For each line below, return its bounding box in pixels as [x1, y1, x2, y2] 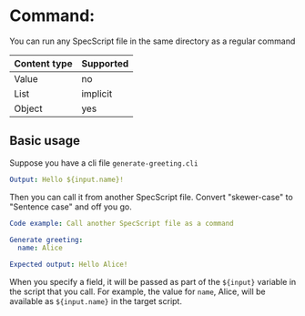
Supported [81, 56, 129, 69]
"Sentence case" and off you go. [9, 201, 132, 212]
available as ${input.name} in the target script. [9, 296, 182, 307]
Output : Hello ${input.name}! [9, 175, 125, 184]
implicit [81, 87, 113, 100]
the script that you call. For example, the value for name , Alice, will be [9, 286, 266, 297]
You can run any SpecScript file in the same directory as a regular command [9, 36, 296, 46]
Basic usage [9, 133, 80, 148]
